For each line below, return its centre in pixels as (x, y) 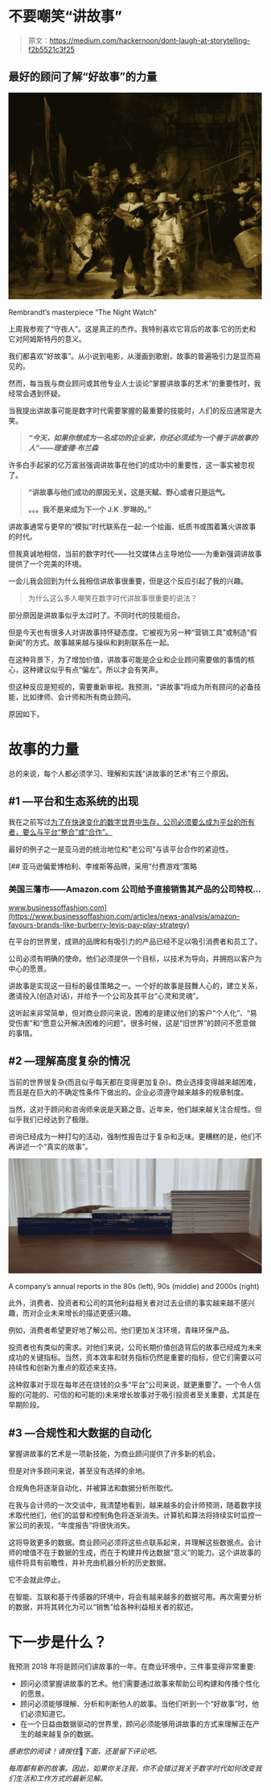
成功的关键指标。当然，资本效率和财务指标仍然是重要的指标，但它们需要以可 (135, 1358)
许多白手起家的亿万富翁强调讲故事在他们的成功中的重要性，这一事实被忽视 (131, 465)
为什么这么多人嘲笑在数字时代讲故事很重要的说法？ (113, 598)
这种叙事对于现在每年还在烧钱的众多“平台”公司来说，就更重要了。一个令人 (131, 1385)
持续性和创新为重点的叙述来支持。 (65, 1367)
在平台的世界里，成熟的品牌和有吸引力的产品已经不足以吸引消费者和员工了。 (135, 941)
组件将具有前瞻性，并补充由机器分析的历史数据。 (89, 1563)
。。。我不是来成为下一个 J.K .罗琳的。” (90, 509)
